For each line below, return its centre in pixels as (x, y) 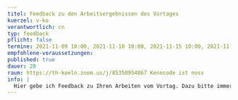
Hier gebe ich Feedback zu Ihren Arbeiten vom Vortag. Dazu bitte (114, 86)
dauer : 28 (22, 66)
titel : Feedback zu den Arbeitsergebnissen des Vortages (93, 14)
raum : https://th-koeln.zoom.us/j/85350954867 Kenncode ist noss (106, 73)
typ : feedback (28, 33)
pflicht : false (30, 40)
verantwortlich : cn (36, 27)
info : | (19, 79)
